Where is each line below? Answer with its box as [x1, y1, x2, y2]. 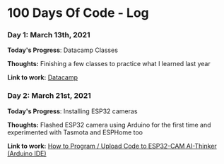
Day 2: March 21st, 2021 [7, 91, 92, 101]
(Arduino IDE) [7, 149, 47, 158]
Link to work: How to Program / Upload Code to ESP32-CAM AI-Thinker [7, 141, 217, 150]
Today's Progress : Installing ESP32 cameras [7, 107, 138, 115]
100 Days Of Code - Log [7, 5, 150, 21]
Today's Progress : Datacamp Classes [7, 46, 119, 54]
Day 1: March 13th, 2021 [7, 30, 90, 40]
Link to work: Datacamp [7, 73, 78, 82]
